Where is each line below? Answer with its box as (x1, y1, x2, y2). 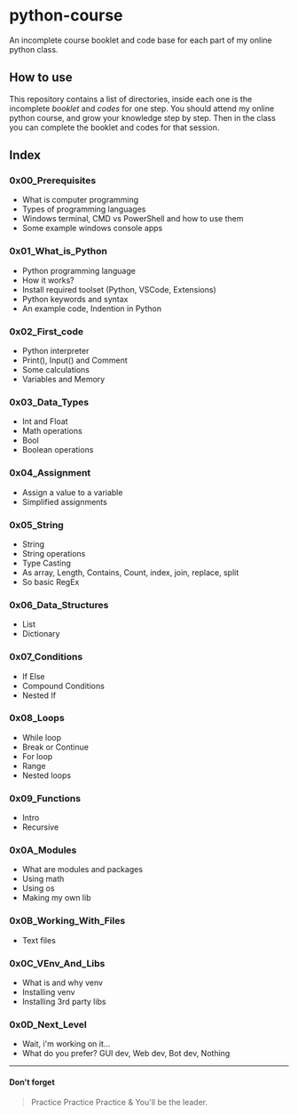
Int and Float (21, 416, 68, 427)
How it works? (21, 275, 74, 285)
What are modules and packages (21, 864, 144, 875)
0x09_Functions (9, 792, 82, 805)
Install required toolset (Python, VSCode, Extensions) (21, 284, 217, 294)
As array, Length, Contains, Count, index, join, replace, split (21, 566, 239, 578)
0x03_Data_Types (9, 396, 90, 408)
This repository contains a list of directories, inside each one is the (9, 93, 253, 104)
